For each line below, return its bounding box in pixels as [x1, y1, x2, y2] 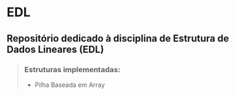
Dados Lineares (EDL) [6, 43, 104, 55]
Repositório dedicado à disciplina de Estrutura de [6, 32, 229, 44]
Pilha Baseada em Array [34, 80, 105, 89]
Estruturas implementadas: [23, 64, 121, 74]
